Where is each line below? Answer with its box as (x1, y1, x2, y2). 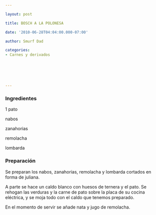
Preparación (5, 158, 36, 165)
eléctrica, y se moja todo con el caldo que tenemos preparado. (5, 194, 134, 200)
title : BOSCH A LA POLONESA (5, 20, 64, 25)
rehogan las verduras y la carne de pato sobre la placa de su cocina (5, 189, 145, 195)
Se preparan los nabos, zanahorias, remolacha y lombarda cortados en (5, 169, 151, 175)
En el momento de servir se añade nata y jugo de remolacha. (5, 204, 130, 210)
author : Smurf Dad (5, 38, 43, 44)
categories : (5, 48, 30, 53)
